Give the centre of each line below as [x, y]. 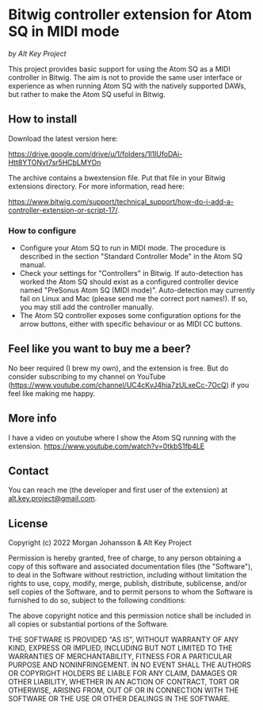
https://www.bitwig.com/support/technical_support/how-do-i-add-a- [121, 201]
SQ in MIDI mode [64, 31]
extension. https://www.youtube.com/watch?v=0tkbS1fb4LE [107, 446]
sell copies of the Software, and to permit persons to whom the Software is [131, 592]
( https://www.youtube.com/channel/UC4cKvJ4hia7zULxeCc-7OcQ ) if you [129, 385]
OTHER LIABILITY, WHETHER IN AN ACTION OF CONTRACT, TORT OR [124, 682]
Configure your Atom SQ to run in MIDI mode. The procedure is [122, 248]
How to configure [42, 231]
